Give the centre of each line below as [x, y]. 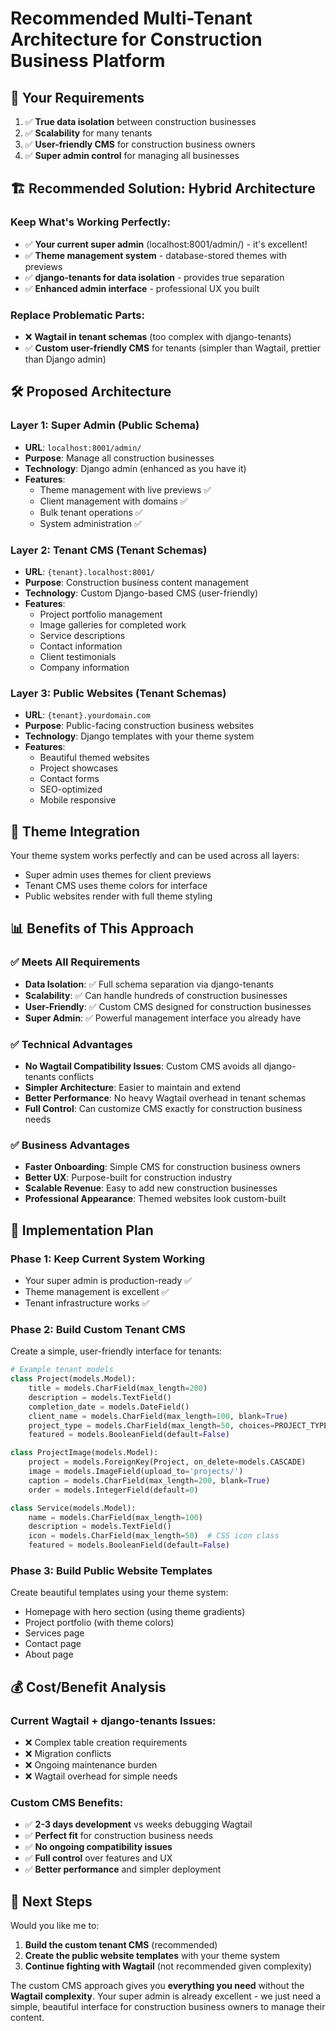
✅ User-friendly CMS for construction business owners [140, 144]
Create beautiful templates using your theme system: [119, 1593]
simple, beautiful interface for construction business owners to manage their [168, 2007]
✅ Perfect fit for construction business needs [119, 1836]
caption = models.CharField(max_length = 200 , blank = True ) [149, 1480]
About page [49, 1654]
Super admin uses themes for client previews [118, 875]
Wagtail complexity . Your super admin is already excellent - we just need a [166, 1996]
